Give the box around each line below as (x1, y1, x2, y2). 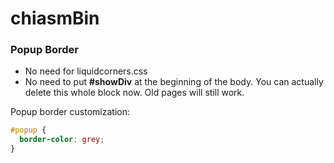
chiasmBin (10, 7, 100, 30)
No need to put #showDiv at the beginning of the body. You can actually (24, 76, 324, 88)
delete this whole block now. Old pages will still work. (24, 87, 245, 99)
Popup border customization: (10, 106, 130, 118)
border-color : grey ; (19, 135, 105, 145)
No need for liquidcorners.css (24, 65, 148, 77)
